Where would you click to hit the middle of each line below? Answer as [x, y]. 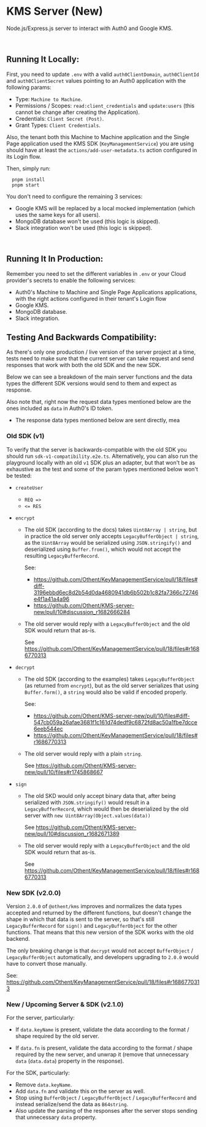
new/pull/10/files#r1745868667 [63, 772]
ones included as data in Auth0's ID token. [60, 408]
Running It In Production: [55, 259]
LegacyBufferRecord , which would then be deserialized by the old [106, 809]
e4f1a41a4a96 [51, 599]
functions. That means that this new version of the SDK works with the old [100, 932]
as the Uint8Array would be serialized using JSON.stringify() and [108, 542]
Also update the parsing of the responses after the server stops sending [106, 1111]
